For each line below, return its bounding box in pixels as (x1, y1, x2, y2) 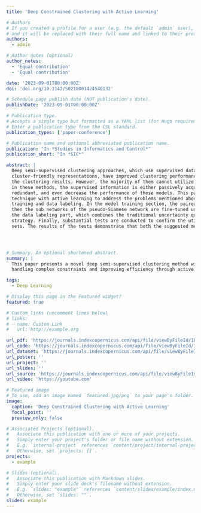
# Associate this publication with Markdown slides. (6, 475, 146, 481)
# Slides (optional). (6, 470, 60, 476)
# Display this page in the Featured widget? (6, 294, 121, 300)
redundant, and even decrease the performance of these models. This (11, 190, 188, 196)
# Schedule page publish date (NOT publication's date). (6, 96, 151, 102)
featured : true (6, 299, 44, 305)
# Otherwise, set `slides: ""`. (6, 492, 93, 498)
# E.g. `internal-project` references (6, 442, 109, 448)
